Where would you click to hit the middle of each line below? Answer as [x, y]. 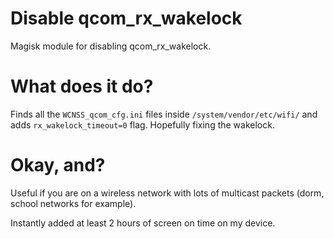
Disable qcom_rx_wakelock [126, 18]
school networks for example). [73, 203]
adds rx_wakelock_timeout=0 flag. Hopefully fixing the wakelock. [142, 124]
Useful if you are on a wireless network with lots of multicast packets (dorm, [167, 193]
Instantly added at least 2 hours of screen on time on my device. [143, 223]
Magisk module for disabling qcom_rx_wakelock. [111, 46]
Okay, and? [58, 165]
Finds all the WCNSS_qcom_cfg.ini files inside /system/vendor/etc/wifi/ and [164, 114]
